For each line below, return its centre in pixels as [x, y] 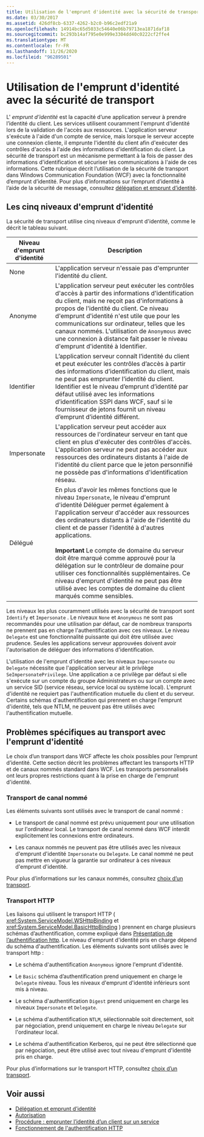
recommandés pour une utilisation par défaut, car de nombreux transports [99, 624]
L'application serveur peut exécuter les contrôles [124, 286]
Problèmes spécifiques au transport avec [86, 732]
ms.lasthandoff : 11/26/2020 [42, 52]
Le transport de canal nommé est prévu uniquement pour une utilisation [105, 823]
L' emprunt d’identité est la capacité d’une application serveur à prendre [96, 117]
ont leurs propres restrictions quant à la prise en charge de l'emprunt [93, 776]
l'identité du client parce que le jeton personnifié [124, 465]
